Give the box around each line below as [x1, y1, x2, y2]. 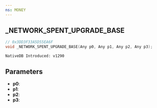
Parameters [5, 67, 43, 76]
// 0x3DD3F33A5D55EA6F [5, 40, 53, 45]
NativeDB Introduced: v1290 [5, 54, 65, 59]
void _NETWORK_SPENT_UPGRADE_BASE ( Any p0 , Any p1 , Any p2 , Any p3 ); [5, 44, 153, 50]
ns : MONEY [5, 7, 26, 13]
